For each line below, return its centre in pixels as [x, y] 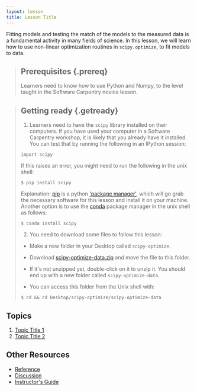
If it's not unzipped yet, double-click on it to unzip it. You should [107, 269]
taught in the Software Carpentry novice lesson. [79, 92]
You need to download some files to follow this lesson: [96, 235]
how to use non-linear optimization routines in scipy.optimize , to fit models [98, 47]
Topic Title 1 [29, 330]
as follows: [34, 213]
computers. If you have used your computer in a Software [100, 132]
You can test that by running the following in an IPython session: [108, 144]
